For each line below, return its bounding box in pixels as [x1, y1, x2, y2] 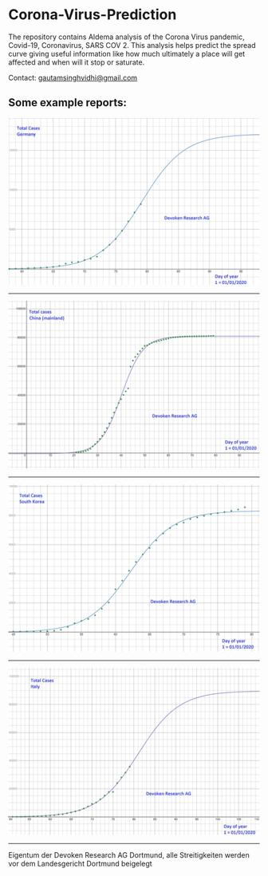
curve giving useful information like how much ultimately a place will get [8, 49, 246, 58]
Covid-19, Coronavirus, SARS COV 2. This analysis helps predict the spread [8, 40, 257, 49]
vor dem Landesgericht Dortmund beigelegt [8, 859, 153, 869]
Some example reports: [8, 96, 128, 109]
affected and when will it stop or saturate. [8, 57, 145, 67]
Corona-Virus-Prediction [8, 6, 177, 24]
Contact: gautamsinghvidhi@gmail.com [8, 73, 138, 82]
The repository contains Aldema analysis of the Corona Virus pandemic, [8, 32, 245, 41]
